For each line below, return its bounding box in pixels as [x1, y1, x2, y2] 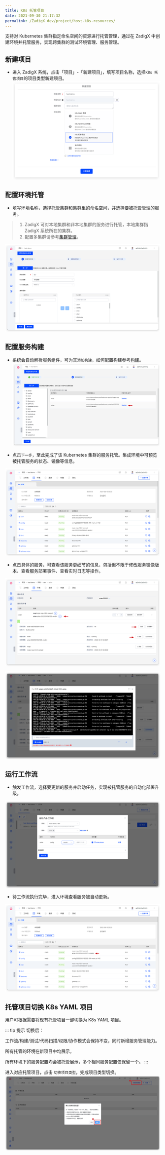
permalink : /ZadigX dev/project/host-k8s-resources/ [5, 18, 116, 23]
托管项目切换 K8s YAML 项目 [5, 1002, 93, 1011]
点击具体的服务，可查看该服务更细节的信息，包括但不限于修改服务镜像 [12, 562, 155, 568]
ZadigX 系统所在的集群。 [24, 228, 75, 233]
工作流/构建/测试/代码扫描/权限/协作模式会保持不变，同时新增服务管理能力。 [5, 1038, 160, 1044]
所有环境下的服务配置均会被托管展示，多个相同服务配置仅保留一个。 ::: [5, 1059, 149, 1065]
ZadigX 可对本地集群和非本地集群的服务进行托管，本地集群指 [24, 221, 149, 227]
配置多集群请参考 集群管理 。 [24, 233, 81, 239]
